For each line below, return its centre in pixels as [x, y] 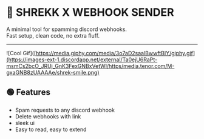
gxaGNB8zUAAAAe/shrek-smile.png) [53, 72]
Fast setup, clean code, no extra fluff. [53, 35]
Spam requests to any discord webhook [65, 110]
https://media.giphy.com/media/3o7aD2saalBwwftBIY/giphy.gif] [115, 53]
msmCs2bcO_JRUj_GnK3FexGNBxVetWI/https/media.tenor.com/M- [90, 66]
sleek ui [25, 123]
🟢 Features [28, 93]
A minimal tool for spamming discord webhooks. [67, 29]
